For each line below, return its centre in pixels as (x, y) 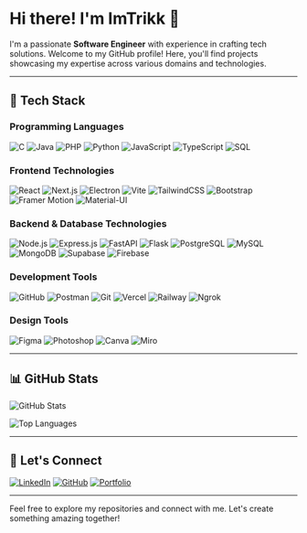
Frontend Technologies (62, 170)
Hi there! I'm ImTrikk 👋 (95, 19)
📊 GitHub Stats (54, 379)
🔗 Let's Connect (56, 461)
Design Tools (39, 321)
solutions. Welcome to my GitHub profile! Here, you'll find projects (134, 53)
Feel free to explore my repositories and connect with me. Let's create (142, 509)
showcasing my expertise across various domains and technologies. (138, 63)
